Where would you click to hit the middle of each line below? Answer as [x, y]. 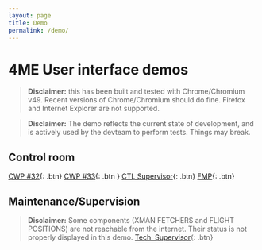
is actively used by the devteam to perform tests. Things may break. [139, 133]
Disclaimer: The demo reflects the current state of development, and [141, 124]
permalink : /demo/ [39, 30]
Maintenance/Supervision [74, 201]
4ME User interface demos [98, 69]
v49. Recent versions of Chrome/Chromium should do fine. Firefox [137, 100]
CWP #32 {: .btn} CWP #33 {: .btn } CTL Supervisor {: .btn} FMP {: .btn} [122, 176]
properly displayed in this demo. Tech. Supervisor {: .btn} [120, 237]
